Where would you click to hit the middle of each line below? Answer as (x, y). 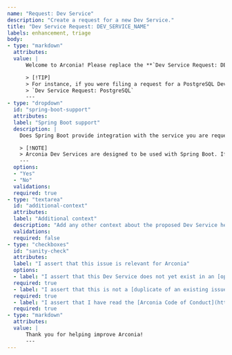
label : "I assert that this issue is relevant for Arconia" (101, 264)
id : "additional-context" (51, 206)
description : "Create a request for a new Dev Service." (91, 20)
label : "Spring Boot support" (57, 122)
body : (15, 39)
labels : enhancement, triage (49, 33)
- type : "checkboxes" (38, 244)
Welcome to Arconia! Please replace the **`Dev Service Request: (121, 65)
